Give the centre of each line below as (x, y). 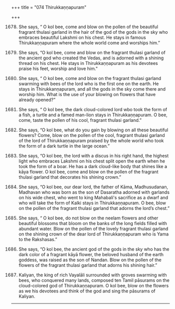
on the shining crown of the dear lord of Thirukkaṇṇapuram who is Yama (94, 234)
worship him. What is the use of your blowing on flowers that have (87, 94)
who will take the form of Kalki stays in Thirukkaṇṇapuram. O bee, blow (92, 203)
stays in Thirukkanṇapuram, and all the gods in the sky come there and (92, 89)
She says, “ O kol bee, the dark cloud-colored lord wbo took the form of (93, 109)
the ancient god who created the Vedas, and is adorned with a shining (91, 58)
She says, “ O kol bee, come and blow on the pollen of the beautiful (88, 27)
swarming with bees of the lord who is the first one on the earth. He (89, 84)
